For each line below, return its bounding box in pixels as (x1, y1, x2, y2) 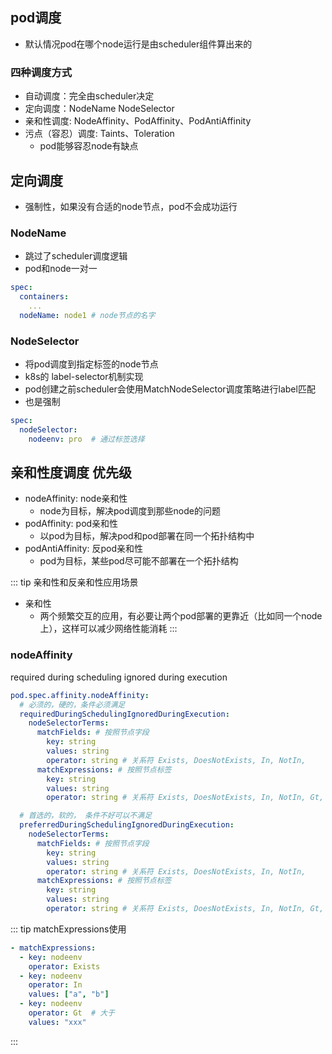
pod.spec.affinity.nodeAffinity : (10, 690, 150, 700)
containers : (19, 292, 70, 302)
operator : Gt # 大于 (28, 1008, 115, 1018)
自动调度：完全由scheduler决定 (24, 90, 155, 102)
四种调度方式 (10, 65, 73, 79)
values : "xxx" (28, 1017, 87, 1027)
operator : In (28, 980, 83, 990)
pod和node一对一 (24, 263, 98, 275)
